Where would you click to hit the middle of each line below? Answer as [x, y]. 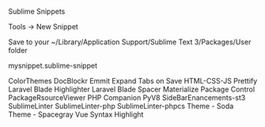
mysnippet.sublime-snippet [53, 65]
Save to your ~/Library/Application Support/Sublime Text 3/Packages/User [130, 42]
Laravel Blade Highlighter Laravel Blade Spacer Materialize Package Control [132, 89]
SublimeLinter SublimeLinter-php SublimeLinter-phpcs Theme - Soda [121, 106]
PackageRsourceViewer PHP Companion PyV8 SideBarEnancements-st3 [127, 97]
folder [18, 50]
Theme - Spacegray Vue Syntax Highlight [76, 114]
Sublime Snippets [37, 11]
